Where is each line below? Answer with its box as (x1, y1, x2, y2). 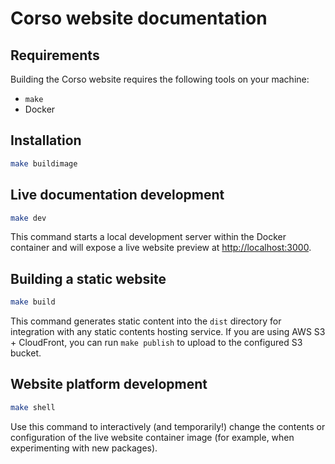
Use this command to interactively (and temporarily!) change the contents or (10, 420, 326, 432)
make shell (10, 402, 56, 412)
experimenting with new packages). (10, 442, 158, 454)
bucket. (10, 347, 42, 359)
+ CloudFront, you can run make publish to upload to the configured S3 (10, 337, 303, 349)
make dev (10, 213, 47, 223)
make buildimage (10, 158, 78, 169)
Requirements (10, 47, 100, 64)
